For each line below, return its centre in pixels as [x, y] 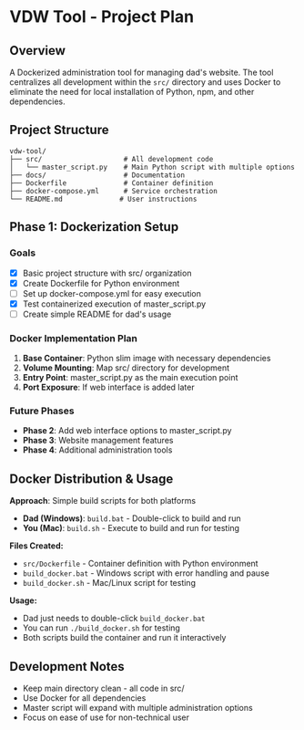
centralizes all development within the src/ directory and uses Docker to [145, 82]
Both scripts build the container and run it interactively [124, 638]
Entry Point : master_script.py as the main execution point [130, 378]
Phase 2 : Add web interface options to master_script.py [127, 431]
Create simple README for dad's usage [97, 314]
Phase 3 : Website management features [98, 441]
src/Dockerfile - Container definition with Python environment [140, 564]
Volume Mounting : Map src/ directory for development [126, 368]
